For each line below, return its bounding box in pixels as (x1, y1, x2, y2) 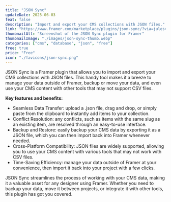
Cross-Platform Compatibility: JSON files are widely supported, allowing (12, 143, 164, 149)
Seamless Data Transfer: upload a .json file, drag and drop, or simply (12, 105, 157, 111)
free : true (5, 46, 28, 51)
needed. (12, 138, 31, 144)
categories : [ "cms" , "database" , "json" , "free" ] (5, 41, 113, 46)
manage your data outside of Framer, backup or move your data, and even (5, 80, 161, 86)
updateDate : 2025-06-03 (5, 12, 56, 17)
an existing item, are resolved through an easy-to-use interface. (12, 121, 147, 128)
